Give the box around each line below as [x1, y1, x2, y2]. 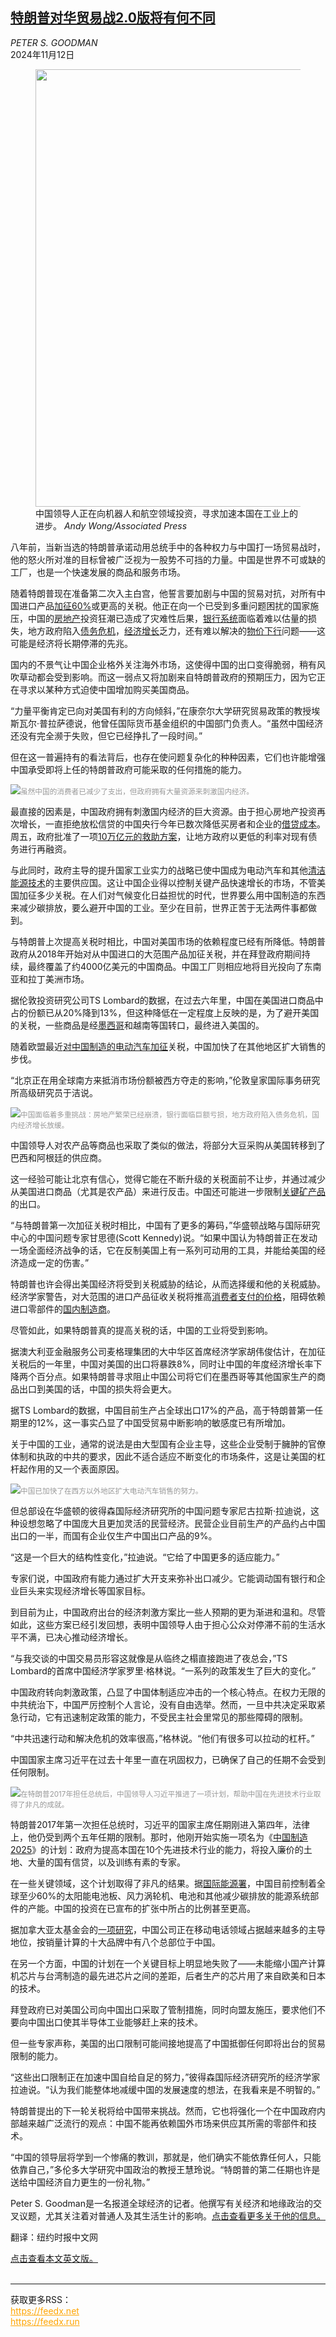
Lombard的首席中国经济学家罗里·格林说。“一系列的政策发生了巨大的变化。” [10, 1664, 317, 1677]
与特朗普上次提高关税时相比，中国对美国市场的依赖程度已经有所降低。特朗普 [10, 935, 326, 947]
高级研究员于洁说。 [18, 1086, 98, 1098]
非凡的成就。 [24, 1799, 70, 1810]
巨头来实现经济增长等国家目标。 [18, 1584, 151, 1597]
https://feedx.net [10, 2304, 80, 2317]
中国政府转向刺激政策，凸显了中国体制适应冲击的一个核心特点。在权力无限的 [10, 1686, 326, 1698]
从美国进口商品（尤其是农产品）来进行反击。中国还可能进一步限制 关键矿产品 [10, 1185, 326, 1197]
